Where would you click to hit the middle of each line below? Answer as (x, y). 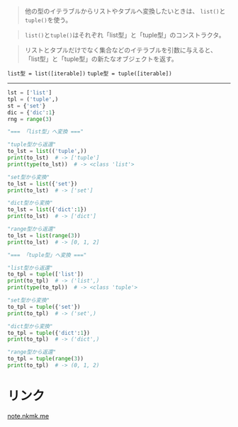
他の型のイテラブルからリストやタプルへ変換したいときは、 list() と (125, 11)
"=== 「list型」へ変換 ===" (45, 132)
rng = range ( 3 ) (30, 119)
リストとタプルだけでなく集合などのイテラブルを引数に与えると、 (121, 50)
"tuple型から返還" (32, 144)
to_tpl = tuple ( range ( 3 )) (45, 359)
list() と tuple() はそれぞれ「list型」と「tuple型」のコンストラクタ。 (125, 35)
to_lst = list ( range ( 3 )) (44, 235)
